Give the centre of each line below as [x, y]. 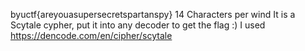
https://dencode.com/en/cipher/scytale [91, 35]
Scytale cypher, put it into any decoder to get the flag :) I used [138, 25]
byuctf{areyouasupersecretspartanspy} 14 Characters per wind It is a [153, 14]
